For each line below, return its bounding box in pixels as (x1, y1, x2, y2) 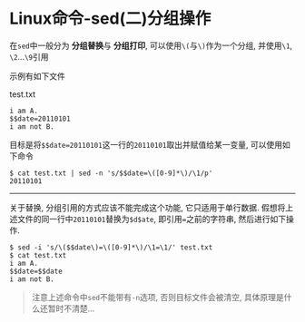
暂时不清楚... (47, 303, 95, 314)
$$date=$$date (9, 267, 64, 276)
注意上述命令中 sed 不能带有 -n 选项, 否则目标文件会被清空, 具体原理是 (31, 291, 284, 302)
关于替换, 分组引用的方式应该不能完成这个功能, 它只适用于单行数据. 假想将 (9, 201, 286, 213)
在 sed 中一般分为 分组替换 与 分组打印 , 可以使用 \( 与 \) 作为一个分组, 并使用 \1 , (9, 40, 293, 51)
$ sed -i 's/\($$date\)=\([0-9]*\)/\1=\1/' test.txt (9, 242, 213, 252)
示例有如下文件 (9, 70, 65, 82)
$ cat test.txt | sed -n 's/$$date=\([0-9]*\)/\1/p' (9, 169, 213, 178)
